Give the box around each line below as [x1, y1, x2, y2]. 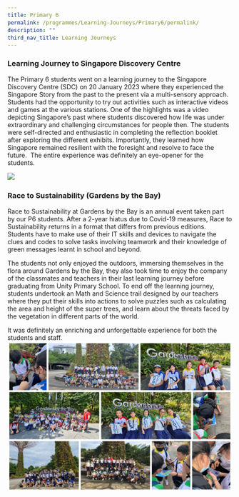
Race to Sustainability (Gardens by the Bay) [7, 191, 161, 201]
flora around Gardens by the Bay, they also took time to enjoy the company [7, 266, 228, 275]
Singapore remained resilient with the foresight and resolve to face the [7, 143, 215, 151]
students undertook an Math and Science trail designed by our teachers [7, 289, 219, 298]
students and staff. [7, 333, 63, 342]
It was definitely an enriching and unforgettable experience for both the [7, 326, 218, 334]
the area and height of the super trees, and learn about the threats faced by [7, 304, 230, 313]
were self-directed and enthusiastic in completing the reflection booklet [7, 128, 218, 136]
